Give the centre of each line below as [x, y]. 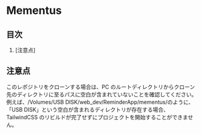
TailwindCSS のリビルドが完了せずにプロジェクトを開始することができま [97, 117]
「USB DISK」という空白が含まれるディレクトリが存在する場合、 [87, 109]
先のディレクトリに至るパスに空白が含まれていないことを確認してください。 [102, 94]
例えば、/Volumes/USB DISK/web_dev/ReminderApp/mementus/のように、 [100, 102]
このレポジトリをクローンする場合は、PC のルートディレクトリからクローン [101, 87]
